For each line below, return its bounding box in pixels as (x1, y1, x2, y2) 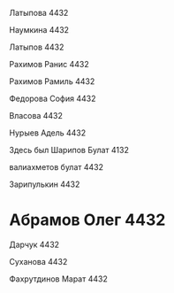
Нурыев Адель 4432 (9, 127, 87, 138)
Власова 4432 (9, 111, 64, 120)
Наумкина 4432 (9, 25, 69, 35)
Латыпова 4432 (9, 8, 69, 18)
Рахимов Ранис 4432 (9, 59, 90, 69)
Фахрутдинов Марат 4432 (9, 274, 108, 284)
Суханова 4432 (9, 256, 68, 266)
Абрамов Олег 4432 (9, 210, 166, 230)
